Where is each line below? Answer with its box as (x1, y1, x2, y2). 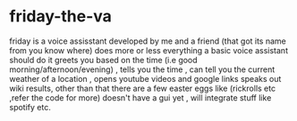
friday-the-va (9, 6, 112, 27)
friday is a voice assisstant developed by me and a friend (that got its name (9, 36, 286, 46)
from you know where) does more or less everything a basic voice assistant (9, 44, 289, 55)
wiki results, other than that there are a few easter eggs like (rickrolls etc (9, 83, 276, 93)
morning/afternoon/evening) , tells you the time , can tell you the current (9, 64, 276, 75)
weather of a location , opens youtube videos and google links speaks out (9, 73, 282, 84)
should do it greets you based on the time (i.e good (9, 54, 199, 65)
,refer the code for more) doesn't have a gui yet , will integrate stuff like (9, 92, 272, 103)
